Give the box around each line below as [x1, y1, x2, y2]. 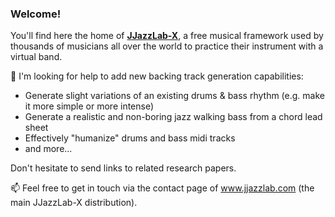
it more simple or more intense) [24, 100, 155, 112]
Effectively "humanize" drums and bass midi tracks [24, 132, 236, 144]
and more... [24, 143, 73, 155]
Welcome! [10, 7, 62, 21]
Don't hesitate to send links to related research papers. [10, 162, 237, 174]
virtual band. [10, 51, 63, 63]
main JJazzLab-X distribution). [10, 197, 138, 209]
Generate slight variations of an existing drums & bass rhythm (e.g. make [24, 90, 325, 102]
